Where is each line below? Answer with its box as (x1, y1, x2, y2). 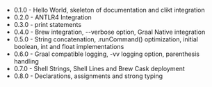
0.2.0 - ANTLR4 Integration (13, 13, 92, 21)
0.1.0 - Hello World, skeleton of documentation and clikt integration (13, 6, 205, 14)
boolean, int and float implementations (13, 43, 124, 50)
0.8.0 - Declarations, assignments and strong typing (13, 72, 163, 80)
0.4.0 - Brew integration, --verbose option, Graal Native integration (13, 28, 206, 36)
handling (13, 57, 40, 65)
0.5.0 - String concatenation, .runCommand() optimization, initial (13, 35, 198, 43)
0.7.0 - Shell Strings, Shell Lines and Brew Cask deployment (13, 65, 186, 72)
